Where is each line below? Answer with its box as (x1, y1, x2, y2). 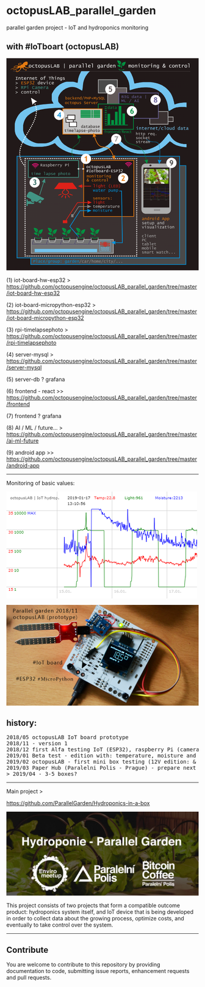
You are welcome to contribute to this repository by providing (6, 961, 160, 968)
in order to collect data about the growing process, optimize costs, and (6, 915, 184, 922)
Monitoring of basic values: (6, 479, 75, 486)
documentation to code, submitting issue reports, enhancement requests (6, 967, 190, 975)
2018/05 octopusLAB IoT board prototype (6, 734, 129, 740)
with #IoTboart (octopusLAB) (6, 42, 120, 52)
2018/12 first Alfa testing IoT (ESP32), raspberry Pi (6, 746, 174, 753)
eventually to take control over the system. (6, 921, 113, 928)
